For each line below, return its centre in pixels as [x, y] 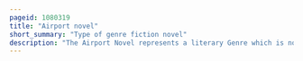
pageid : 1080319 [40, 17]
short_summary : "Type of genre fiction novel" [98, 34]
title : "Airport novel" [54, 26]
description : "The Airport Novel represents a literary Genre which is [147, 43]
